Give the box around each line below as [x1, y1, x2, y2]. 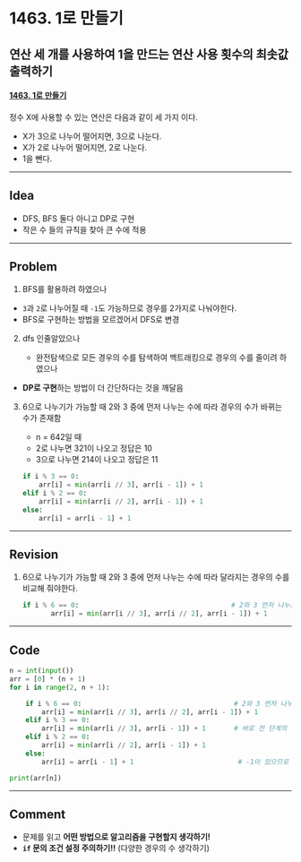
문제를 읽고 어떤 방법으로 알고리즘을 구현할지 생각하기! [21, 832, 211, 842]
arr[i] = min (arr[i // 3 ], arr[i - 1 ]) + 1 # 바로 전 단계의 [41, 724, 288, 733]
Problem [9, 259, 58, 274]
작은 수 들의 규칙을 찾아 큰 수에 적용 [21, 224, 147, 235]
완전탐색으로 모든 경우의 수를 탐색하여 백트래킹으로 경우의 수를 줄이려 [35, 352, 278, 363]
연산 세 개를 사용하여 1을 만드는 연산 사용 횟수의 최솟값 [9, 47, 289, 62]
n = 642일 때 [35, 432, 82, 443]
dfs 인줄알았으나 [21, 333, 81, 344]
